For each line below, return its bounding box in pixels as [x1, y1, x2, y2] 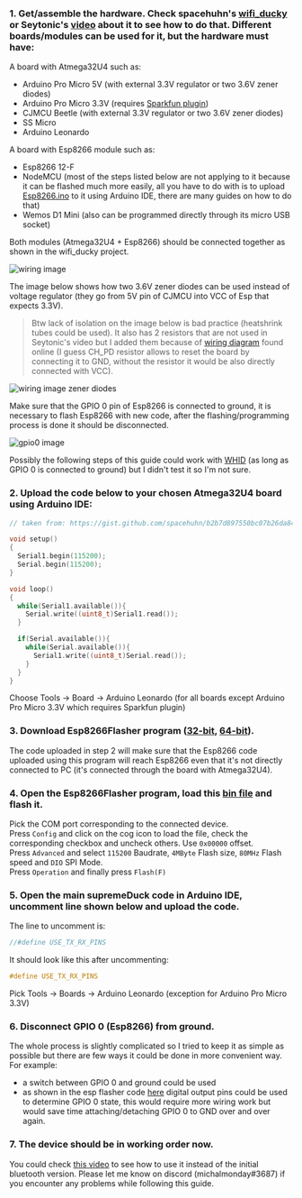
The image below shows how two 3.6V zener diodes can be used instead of [9, 281, 290, 292]
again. [22, 1116, 46, 1127]
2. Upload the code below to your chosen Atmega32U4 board [9, 487, 282, 499]
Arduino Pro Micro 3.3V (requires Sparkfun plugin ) [22, 98, 209, 109]
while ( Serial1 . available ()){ [17, 601, 127, 610]
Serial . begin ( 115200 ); [17, 560, 102, 570]
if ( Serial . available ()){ [17, 635, 111, 644]
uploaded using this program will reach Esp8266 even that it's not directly [9, 754, 283, 765]
